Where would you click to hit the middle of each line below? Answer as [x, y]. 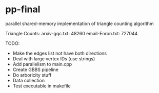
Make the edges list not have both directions [59, 53]
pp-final [23, 9]
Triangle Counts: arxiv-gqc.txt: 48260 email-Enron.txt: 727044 [72, 33]
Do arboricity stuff [32, 75]
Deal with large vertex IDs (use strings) [54, 59]
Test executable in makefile [42, 86]
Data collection [29, 80]
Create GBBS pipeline [36, 69]
